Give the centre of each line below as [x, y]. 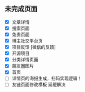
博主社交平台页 [27, 41]
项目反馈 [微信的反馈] [34, 47]
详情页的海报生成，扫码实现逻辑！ [47, 78]
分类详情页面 [25, 59]
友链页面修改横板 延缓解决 [39, 84]
